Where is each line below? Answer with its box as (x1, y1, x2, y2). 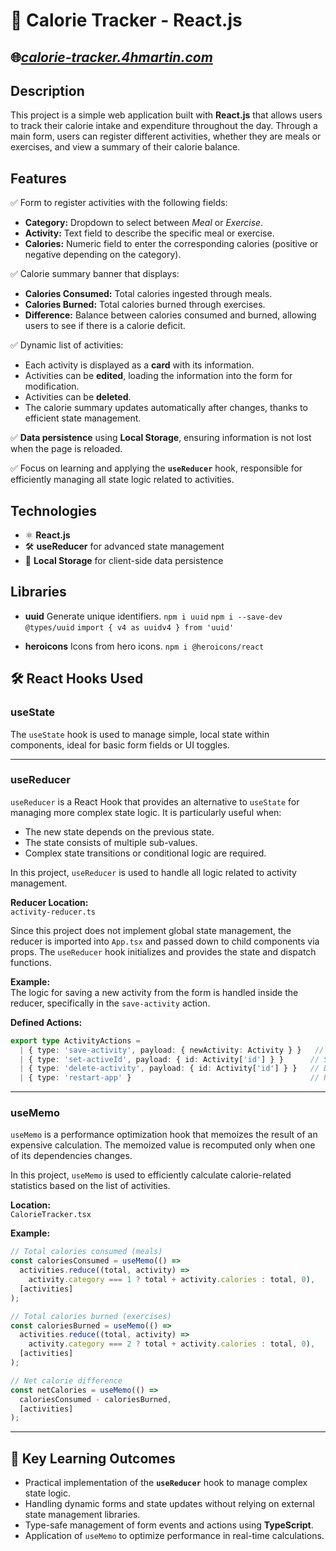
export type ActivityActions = (10, 1035, 141, 1046)
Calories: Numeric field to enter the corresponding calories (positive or (24, 238, 319, 250)
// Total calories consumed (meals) (10, 1247, 163, 1257)
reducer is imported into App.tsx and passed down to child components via (10, 935, 320, 947)
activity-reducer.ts (10, 907, 97, 917)
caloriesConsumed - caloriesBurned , (19, 1394, 172, 1404)
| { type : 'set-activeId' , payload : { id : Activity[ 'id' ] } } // (19, 1054, 320, 1064)
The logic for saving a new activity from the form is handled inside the (10, 986, 299, 998)
